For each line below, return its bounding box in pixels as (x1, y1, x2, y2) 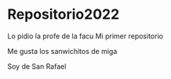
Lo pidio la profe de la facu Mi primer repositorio (7, 31, 164, 41)
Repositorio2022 (7, 5, 120, 23)
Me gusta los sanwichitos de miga (7, 46, 118, 56)
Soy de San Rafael (7, 61, 67, 71)
